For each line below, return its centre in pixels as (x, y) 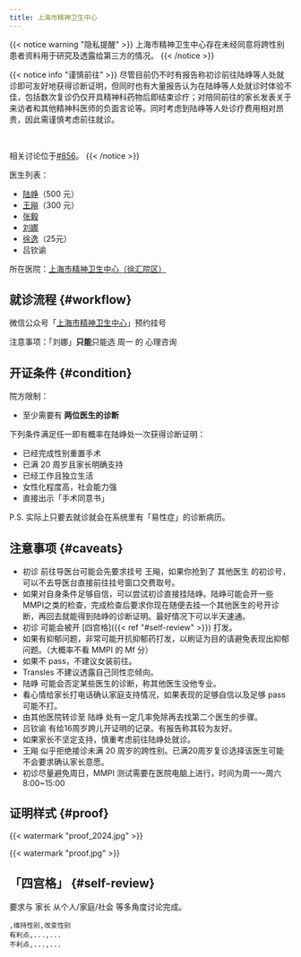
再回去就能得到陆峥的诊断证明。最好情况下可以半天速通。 (144, 616)
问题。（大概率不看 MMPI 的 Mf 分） (88, 650)
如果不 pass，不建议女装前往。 (79, 661)
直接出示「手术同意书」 (65, 498)
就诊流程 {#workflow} (71, 300)
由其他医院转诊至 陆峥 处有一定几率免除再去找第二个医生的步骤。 (142, 717)
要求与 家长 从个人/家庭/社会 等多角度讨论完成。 (98, 907)
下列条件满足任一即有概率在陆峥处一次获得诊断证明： (107, 435)
